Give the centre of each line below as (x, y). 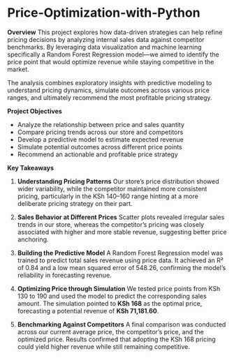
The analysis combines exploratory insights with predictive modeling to (110, 82)
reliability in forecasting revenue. (64, 275)
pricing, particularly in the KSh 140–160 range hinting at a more (108, 196)
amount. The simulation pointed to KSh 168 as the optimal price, (110, 303)
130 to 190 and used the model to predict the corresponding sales (112, 296)
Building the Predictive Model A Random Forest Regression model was (120, 253)
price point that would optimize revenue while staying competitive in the (111, 61)
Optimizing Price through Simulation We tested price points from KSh (119, 288)
